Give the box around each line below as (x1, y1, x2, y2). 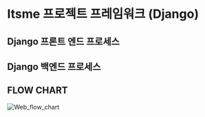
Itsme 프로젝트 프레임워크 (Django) (7, 6, 199, 22)
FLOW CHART (7, 85, 68, 96)
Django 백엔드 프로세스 (7, 61, 101, 73)
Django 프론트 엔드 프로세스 (7, 36, 120, 47)
